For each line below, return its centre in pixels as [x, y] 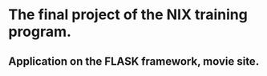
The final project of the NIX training [128, 15]
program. [40, 32]
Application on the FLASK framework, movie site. [134, 61]
